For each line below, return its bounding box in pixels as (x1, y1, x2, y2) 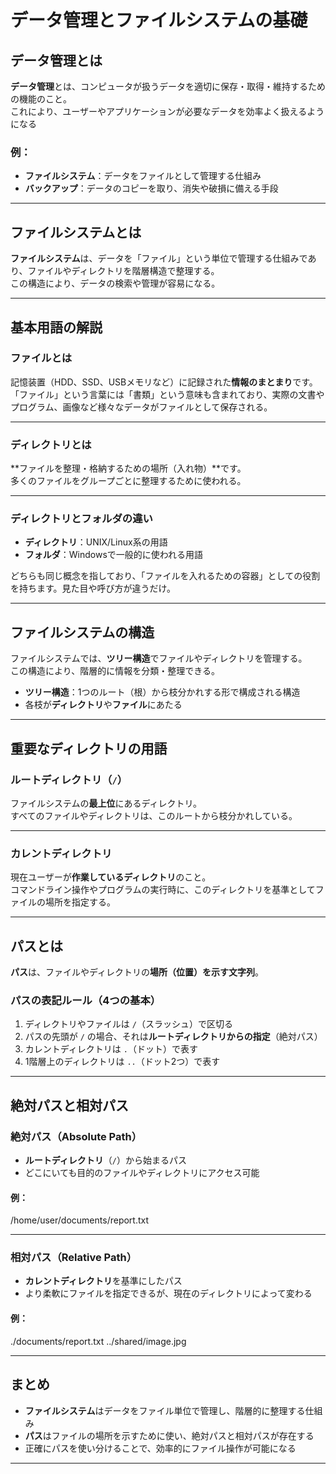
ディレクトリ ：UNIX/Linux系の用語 (24, 536, 168, 548)
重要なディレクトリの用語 (10, 740, 168, 757)
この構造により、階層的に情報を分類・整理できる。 (10, 665, 220, 677)
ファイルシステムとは (10, 224, 142, 241)
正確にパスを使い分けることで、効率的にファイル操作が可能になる (24, 1442, 297, 1454)
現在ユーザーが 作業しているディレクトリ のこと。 (10, 871, 212, 883)
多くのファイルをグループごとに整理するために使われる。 (10, 475, 247, 487)
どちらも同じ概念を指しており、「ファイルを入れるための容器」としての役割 (10, 570, 321, 582)
